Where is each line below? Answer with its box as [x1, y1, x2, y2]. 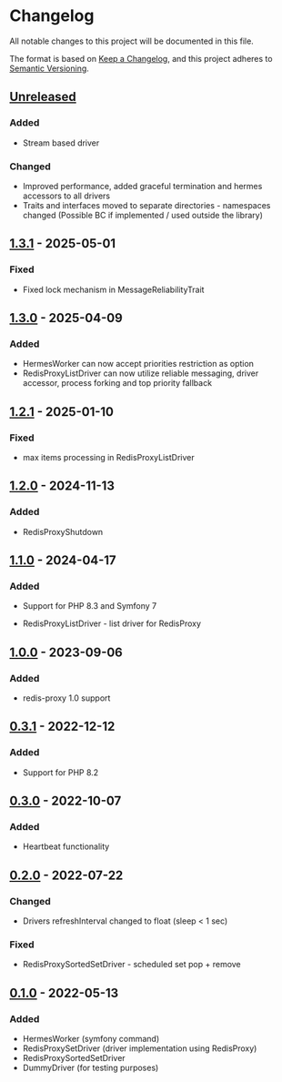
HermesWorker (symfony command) [22, 1034, 160, 1045]
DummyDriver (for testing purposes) [22, 1062, 159, 1074]
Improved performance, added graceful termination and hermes [22, 180, 263, 191]
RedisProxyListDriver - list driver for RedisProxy [22, 618, 202, 629]
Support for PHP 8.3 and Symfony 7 [22, 601, 157, 612]
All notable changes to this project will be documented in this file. [9, 35, 255, 46]
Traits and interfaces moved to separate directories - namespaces [22, 199, 271, 210]
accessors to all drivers [22, 190, 111, 201]
